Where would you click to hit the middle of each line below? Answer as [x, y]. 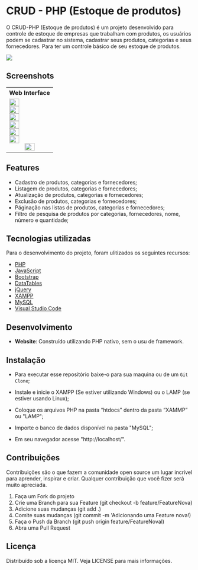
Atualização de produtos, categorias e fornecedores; [79, 195]
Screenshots [30, 76]
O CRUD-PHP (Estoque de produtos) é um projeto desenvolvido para [90, 27]
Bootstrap [27, 277]
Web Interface [30, 93]
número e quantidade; [42, 220]
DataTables [28, 284]
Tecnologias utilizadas [48, 238]
